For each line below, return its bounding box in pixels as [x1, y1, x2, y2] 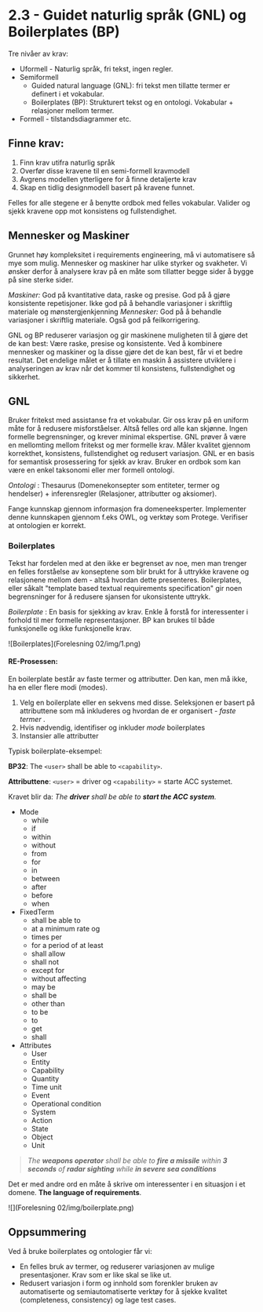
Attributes [19, 1040, 52, 1050]
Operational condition [31, 1099, 102, 1108]
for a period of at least [31, 940, 104, 949]
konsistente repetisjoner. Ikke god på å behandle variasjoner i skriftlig [8, 298, 233, 308]
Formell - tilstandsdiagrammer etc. [19, 114, 132, 123]
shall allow [31, 949, 66, 958]
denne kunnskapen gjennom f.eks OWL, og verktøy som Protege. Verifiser [8, 512, 249, 522]
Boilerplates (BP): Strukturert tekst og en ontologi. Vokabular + [31, 97, 234, 107]
